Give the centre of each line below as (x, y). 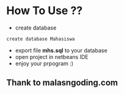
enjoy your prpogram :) (44, 63)
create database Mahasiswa (41, 39)
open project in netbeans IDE (52, 57)
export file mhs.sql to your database (61, 50)
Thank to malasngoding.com (62, 83)
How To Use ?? (45, 11)
